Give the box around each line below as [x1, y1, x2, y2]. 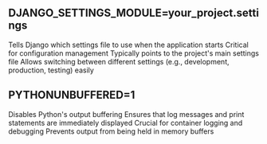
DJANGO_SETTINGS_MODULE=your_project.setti [8, 6, 259, 20]
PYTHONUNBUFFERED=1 [8, 88, 135, 102]
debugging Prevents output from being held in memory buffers [8, 126, 214, 136]
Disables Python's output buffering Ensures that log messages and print [8, 109, 245, 119]
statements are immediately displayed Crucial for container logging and [8, 118, 243, 127]
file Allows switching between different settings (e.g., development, [8, 56, 230, 66]
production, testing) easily [8, 65, 94, 75]
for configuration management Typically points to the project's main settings [8, 48, 259, 58]
